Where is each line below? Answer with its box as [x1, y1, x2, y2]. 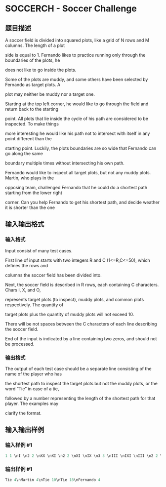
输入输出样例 [5, 426, 44, 434]
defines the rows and [5, 262, 48, 268]
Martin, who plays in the [5, 175, 54, 181]
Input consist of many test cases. [5, 247, 73, 253]
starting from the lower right [5, 190, 63, 196]
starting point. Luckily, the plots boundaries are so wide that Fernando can [5, 145, 157, 151]
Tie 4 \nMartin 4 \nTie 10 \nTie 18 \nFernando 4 [5, 477, 100, 482]
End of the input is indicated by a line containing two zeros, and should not [5, 335, 157, 341]
